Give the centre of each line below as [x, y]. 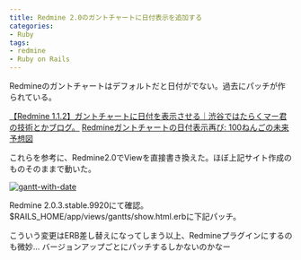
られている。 [33, 97]
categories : [31, 26]
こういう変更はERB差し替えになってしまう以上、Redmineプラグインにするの [151, 235]
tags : [19, 43]
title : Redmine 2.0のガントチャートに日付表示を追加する [106, 17]
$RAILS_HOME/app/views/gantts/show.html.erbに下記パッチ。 [125, 217]
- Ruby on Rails [40, 59]
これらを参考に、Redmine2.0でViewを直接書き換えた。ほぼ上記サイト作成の [150, 157]
